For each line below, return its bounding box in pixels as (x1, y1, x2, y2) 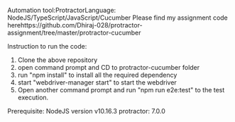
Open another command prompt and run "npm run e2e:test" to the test (17, 86, 225, 94)
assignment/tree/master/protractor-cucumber (7, 28, 141, 37)
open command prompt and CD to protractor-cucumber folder (17, 63, 200, 71)
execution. (17, 93, 49, 102)
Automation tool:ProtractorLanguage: (7, 6, 116, 14)
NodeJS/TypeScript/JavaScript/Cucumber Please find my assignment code (7, 13, 229, 22)
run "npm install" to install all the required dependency (17, 71, 177, 79)
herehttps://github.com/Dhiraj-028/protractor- (7, 21, 143, 29)
